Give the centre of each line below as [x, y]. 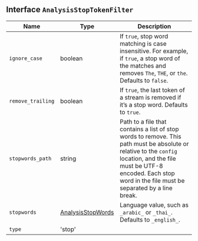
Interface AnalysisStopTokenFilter [70, 10]
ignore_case [26, 58]
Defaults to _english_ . [150, 219]
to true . [130, 112]
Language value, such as [154, 204]
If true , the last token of [153, 90]
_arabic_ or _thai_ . [146, 212]
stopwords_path [30, 158]
